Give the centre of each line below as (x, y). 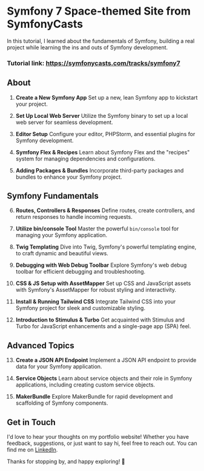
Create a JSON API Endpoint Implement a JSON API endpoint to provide (106, 360)
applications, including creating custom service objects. (85, 385)
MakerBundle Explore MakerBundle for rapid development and (94, 397)
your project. (31, 104)
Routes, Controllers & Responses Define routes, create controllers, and (105, 210)
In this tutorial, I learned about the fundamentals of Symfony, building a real (101, 41)
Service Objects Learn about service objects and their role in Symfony (104, 379)
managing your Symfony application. (61, 235)
